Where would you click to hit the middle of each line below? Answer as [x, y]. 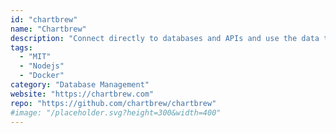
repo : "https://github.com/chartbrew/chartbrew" [113, 103]
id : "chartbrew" [44, 19]
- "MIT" [35, 57]
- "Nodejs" [42, 66]
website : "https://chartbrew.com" [82, 94]
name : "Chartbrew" [48, 29]
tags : [21, 47]
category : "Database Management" [80, 85]
